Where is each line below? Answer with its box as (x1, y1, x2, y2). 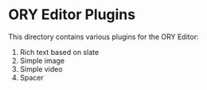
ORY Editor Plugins (8, 6, 136, 24)
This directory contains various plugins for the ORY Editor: (8, 32, 199, 41)
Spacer (19, 72, 44, 82)
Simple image (19, 56, 65, 65)
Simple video (19, 64, 63, 73)
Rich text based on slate (19, 47, 100, 57)
